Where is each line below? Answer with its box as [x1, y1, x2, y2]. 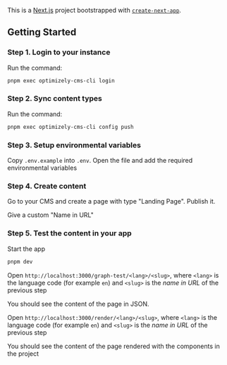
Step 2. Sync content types [7, 94, 102, 104]
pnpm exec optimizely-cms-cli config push [7, 123, 134, 130]
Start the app [7, 245, 46, 253]
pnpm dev [7, 258, 33, 265]
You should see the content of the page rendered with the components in [7, 342, 220, 350]
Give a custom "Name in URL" [7, 211, 94, 219]
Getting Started [7, 26, 77, 38]
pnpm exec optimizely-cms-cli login [7, 77, 115, 84]
